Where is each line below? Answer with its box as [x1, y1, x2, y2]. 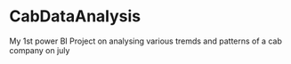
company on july [9, 44, 70, 55]
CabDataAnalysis [9, 6, 141, 27]
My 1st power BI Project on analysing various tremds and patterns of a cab [9, 36, 282, 46]
